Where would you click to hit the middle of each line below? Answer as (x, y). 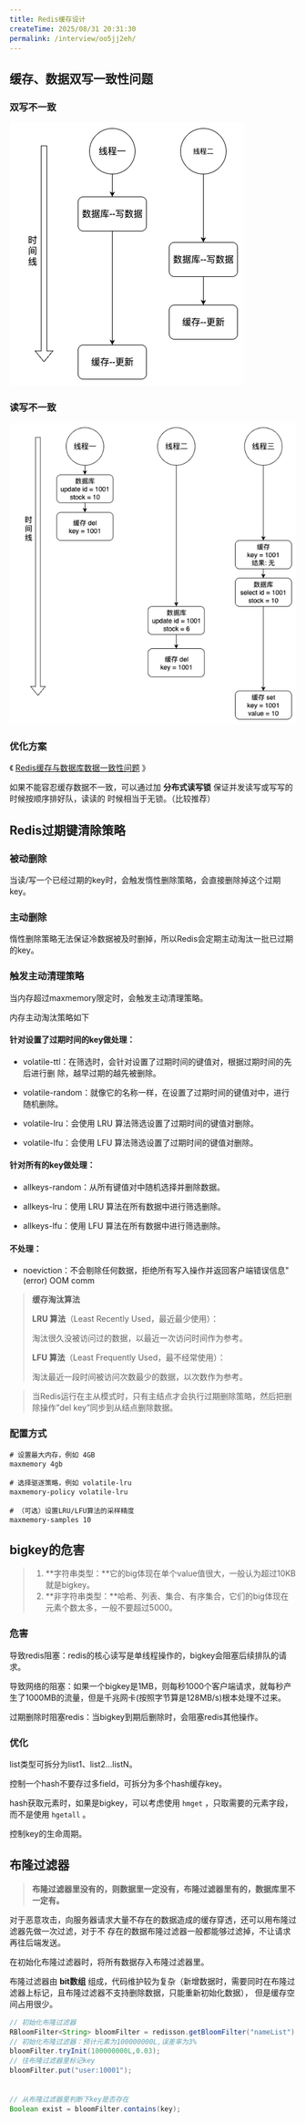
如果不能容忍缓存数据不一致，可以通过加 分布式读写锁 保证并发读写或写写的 (151, 788)
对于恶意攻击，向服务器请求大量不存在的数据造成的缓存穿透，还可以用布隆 (149, 1920)
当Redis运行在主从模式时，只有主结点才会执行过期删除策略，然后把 (158, 1396)
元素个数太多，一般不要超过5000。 (111, 1608)
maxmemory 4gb (36, 1464)
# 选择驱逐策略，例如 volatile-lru (71, 1483)
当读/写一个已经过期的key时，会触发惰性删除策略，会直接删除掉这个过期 (145, 881)
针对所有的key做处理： (52, 1165)
